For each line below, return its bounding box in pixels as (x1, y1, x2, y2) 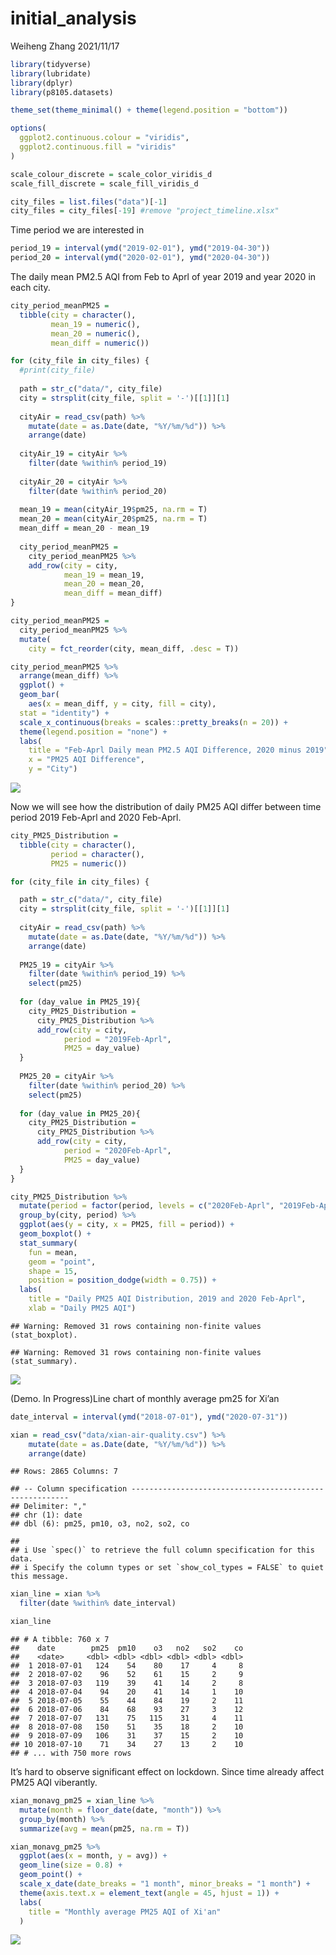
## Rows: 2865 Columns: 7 (10, 1467, 118, 1477)
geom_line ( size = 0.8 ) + (19, 1860, 123, 1871)
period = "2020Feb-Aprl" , (63, 1146, 172, 1156)
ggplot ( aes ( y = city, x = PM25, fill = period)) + (19, 1220, 235, 1230)
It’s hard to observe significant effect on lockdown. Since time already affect (10, 1766, 325, 1778)
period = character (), (50, 849, 145, 859)
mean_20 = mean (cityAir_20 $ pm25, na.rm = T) (19, 514, 208, 524)
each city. (10, 282, 51, 294)
